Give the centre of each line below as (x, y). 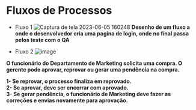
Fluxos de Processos (59, 11)
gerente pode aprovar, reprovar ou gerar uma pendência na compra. (93, 69)
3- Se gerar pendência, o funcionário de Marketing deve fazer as (89, 94)
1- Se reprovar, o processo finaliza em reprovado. (69, 81)
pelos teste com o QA (42, 40)
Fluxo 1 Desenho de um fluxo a (103, 27)
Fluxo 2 (24, 51)
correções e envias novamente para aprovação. (67, 100)
